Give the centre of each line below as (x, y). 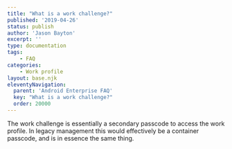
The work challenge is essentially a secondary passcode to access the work (116, 123)
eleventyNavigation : (37, 85)
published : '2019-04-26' (43, 20)
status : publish (30, 26)
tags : (15, 53)
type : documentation (37, 46)
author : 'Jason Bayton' (42, 33)
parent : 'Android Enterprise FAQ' (63, 91)
